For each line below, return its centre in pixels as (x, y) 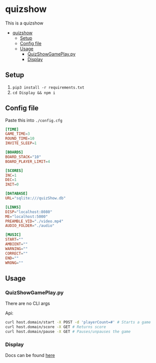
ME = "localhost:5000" (27, 216)
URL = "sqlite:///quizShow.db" (35, 198)
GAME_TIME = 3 (17, 134)
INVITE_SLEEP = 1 (21, 143)
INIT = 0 (12, 184)
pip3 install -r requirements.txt (48, 87)
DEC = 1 (11, 180)
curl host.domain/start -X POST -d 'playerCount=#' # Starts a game (78, 322)
